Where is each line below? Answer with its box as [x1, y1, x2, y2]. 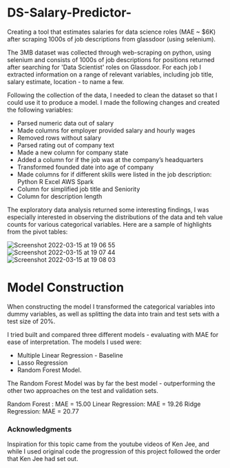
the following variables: [7, 105, 74, 114]
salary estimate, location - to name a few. [7, 77, 124, 85]
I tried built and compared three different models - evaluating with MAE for [7, 330, 219, 338]
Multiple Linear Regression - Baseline [17, 351, 123, 359]
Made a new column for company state [17, 148, 129, 156]
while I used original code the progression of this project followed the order [7, 447, 221, 456]
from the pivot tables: [7, 227, 68, 236]
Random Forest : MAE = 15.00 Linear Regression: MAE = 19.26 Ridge [7, 400, 201, 408]
